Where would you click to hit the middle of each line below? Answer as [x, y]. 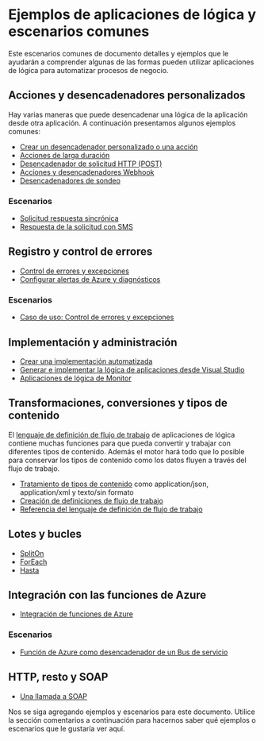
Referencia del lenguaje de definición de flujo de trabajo [111, 509]
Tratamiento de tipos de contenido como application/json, [114, 484]
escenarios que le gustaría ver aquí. [67, 728]
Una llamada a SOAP [54, 696]
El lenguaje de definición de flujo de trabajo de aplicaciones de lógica [122, 434]
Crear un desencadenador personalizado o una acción [109, 147]
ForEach [33, 562]
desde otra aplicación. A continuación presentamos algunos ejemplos [122, 123]
